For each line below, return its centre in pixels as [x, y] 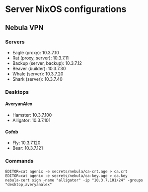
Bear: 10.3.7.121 [28, 148]
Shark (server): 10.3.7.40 [37, 79]
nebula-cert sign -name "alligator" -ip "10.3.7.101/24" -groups [74, 180]
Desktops [17, 92]
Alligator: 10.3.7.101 [31, 120]
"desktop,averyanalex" [29, 185]
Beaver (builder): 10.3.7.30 [39, 68]
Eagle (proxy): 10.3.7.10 [36, 52]
